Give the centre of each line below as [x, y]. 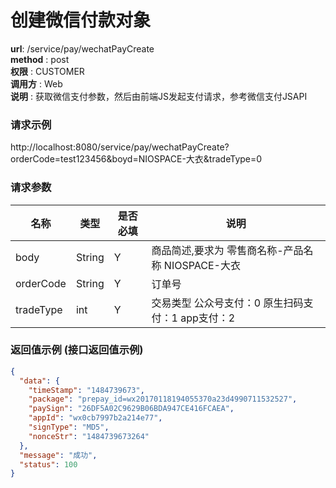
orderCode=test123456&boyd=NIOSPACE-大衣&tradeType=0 [136, 159]
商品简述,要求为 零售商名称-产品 [227, 250]
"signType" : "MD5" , [69, 427]
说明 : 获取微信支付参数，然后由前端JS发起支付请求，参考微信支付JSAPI [159, 96]
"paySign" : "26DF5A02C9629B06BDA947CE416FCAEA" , [131, 409]
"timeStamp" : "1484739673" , [86, 390]
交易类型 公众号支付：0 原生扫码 [227, 303]
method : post [40, 59]
